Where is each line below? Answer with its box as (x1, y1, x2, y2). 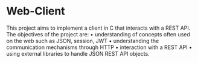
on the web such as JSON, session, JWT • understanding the (6, 37, 159, 44)
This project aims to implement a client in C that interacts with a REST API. (6, 24, 191, 31)
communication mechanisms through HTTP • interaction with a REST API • (6, 44, 193, 51)
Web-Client (6, 4, 65, 18)
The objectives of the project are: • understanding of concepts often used (6, 30, 190, 38)
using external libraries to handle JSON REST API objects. (6, 50, 150, 57)
